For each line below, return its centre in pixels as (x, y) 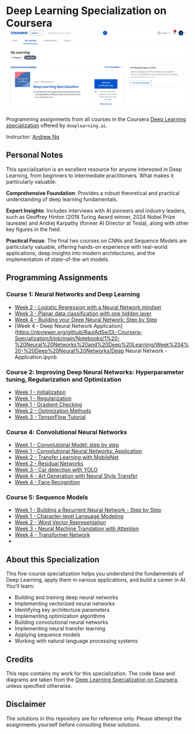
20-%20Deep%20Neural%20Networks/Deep (69, 351)
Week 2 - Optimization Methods (53, 410)
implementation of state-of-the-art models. (58, 259)
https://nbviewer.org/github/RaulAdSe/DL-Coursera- (80, 332)
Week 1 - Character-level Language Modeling (69, 516)
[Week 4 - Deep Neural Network (53, 325)
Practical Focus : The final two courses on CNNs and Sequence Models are (97, 241)
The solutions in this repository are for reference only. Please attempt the (94, 718)
